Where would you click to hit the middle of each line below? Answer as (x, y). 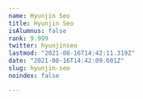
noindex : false (34, 76)
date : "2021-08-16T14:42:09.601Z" (67, 61)
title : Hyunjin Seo (41, 23)
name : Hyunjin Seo (39, 16)
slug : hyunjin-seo (39, 68)
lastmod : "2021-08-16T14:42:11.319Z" (72, 53)
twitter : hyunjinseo (43, 46)
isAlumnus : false (38, 31)
